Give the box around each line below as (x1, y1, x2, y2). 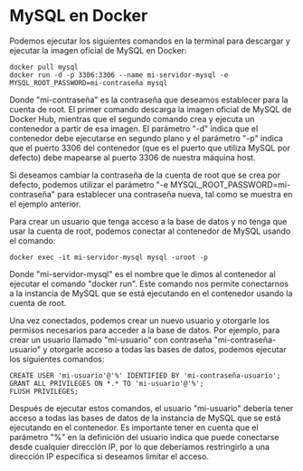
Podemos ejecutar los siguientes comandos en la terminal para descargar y (9, 35, 291, 46)
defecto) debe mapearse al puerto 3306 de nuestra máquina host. (9, 151, 256, 163)
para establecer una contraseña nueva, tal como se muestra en (57, 188, 293, 199)
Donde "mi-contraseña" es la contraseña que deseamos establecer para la (9, 94, 289, 105)
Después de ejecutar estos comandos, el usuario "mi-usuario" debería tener (9, 402, 294, 413)
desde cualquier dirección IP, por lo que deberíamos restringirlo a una (9, 441, 270, 452)
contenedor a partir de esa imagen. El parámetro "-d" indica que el (9, 123, 259, 134)
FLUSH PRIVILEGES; (9, 387, 79, 396)
